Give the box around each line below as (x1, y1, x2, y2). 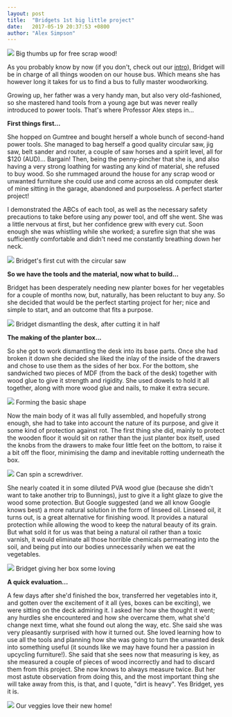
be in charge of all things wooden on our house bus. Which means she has (7, 70, 220, 79)
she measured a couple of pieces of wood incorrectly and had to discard (7, 658, 215, 666)
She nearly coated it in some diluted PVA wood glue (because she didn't (7, 484, 213, 492)
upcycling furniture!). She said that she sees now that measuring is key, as (7, 650, 220, 659)
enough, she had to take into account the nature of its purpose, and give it (7, 419, 219, 427)
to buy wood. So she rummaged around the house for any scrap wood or (7, 170, 215, 178)
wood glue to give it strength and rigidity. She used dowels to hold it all (7, 377, 209, 385)
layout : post (7, 10, 45, 17)
